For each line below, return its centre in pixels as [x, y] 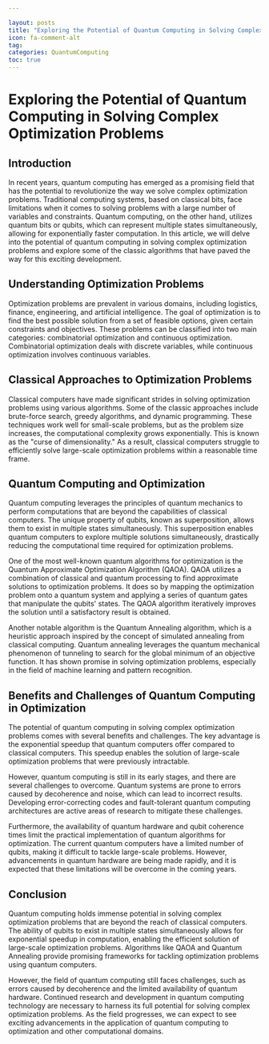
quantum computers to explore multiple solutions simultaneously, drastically [134, 537]
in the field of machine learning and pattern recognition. [100, 671]
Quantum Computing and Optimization [107, 484]
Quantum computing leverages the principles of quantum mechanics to [126, 503]
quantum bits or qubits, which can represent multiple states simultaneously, [133, 225]
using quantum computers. [53, 965]
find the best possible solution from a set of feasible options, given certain [131, 320]
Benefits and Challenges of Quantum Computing [132, 695]
